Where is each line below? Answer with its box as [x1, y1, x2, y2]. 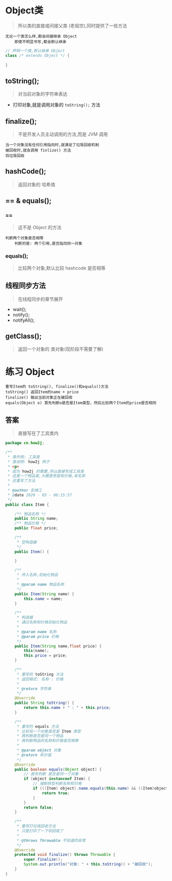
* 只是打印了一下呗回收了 [16, 828, 63, 834]
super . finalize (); [24, 857, 63, 862]
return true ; [41, 790, 70, 795]
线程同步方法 [5, 281, 46, 290]
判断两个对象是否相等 [5, 235, 44, 241]
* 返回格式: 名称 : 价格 [16, 677, 64, 682]
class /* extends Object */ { [5, 53, 70, 58]
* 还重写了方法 [7, 478, 35, 484]
